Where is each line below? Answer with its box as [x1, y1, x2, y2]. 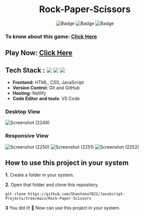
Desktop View [5, 108, 40, 115]
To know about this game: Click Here [5, 33, 98, 40]
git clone [5, 192, 26, 197]
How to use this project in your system [5, 159, 129, 167]
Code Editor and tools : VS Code [12, 95, 80, 102]
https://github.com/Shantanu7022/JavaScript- [27, 192, 125, 197]
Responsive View [5, 132, 49, 139]
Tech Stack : [5, 66, 45, 75]
